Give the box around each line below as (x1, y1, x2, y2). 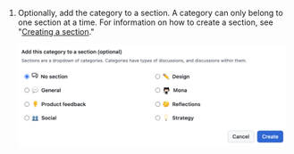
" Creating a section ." (17, 27, 95, 36)
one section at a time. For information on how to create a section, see (17, 17, 274, 28)
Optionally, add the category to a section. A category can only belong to (17, 8, 283, 18)
